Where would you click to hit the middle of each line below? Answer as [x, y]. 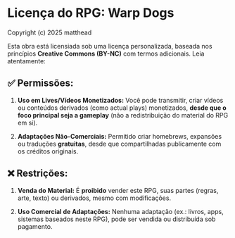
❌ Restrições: [38, 174]
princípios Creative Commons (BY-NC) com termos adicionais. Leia [106, 54]
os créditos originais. [48, 151]
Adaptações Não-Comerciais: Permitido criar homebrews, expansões [120, 136]
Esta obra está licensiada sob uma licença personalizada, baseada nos [110, 46]
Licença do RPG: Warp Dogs [91, 13]
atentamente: [26, 61]
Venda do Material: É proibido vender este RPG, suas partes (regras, [118, 190]
